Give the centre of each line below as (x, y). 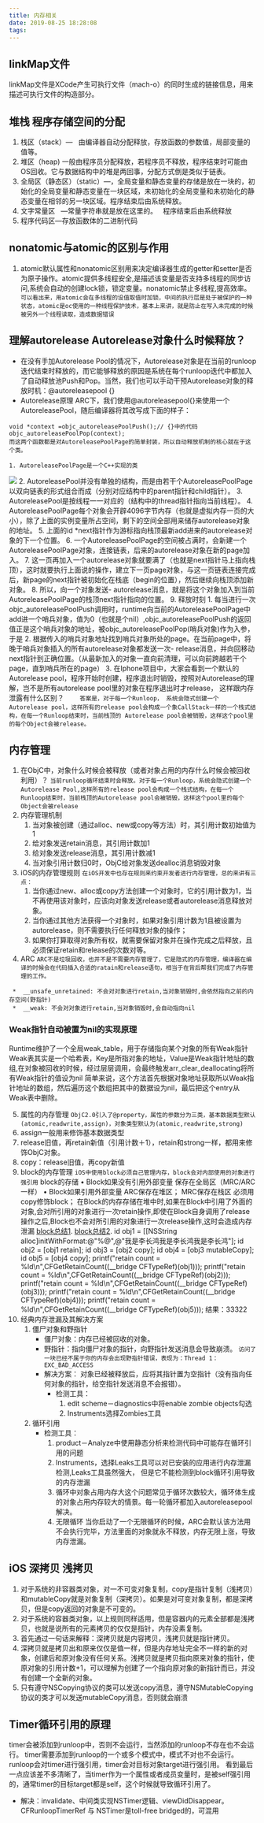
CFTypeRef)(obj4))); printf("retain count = (88, 1300)
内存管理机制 (41, 815)
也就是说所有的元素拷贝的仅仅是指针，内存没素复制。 (120, 1628)
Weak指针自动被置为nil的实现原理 (73, 1030)
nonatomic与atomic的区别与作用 (89, 248)
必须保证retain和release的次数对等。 (91, 950)
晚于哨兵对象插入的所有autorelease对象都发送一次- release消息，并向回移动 (132, 648)
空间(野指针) (33, 1000)
